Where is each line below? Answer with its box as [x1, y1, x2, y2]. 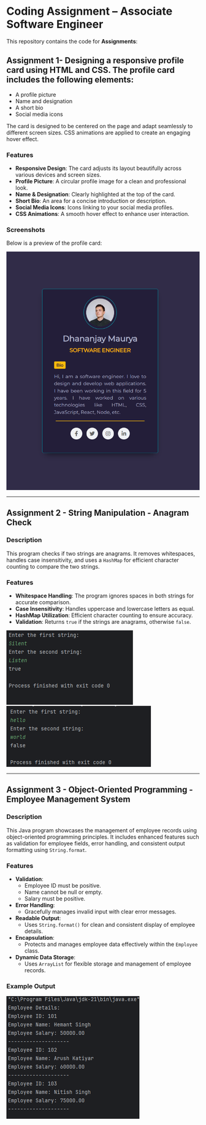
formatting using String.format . [6, 846, 87, 853]
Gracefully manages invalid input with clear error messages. [24, 908, 177, 915]
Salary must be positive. [24, 894, 86, 902]
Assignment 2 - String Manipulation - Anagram [6, 508, 189, 518]
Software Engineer [6, 17, 104, 31]
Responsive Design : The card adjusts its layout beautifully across [15, 164, 182, 172]
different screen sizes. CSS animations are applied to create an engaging [6, 129, 191, 136]
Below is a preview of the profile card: [6, 239, 102, 247]
